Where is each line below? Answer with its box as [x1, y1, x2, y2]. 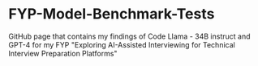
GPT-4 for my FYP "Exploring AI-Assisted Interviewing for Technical [8, 39, 235, 49]
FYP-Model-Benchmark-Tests [8, 5, 215, 23]
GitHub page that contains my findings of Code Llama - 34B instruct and [8, 31, 251, 41]
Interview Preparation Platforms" [8, 48, 118, 58]
